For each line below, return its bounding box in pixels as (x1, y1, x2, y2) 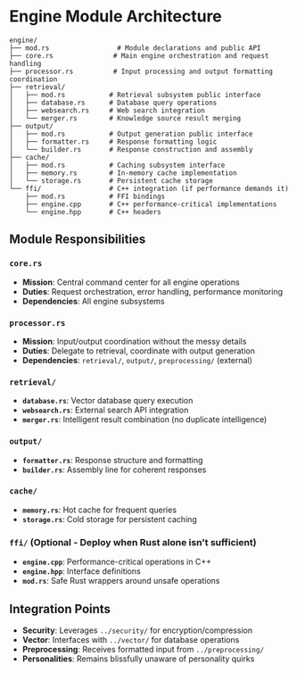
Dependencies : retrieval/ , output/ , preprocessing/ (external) (21, 354, 252, 365)
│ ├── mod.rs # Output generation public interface (9, 129, 253, 138)
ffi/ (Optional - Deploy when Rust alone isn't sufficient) (9, 536, 257, 548)
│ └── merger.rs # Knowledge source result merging (9, 113, 242, 122)
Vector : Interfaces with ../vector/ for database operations (21, 634, 240, 644)
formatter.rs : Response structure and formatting (21, 454, 203, 465)
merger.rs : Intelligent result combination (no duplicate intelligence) (21, 414, 268, 425)
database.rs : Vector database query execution (21, 395, 194, 406)
